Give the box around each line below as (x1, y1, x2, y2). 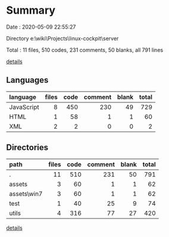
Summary (6, 4, 55, 17)
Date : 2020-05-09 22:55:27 (6, 23, 76, 30)
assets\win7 (9, 189, 43, 198)
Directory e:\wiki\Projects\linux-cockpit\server (6, 35, 119, 42)
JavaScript (9, 102, 40, 111)
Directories (6, 142, 49, 152)
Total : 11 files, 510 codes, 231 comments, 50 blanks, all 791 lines (6, 46, 164, 54)
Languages (6, 75, 49, 85)
